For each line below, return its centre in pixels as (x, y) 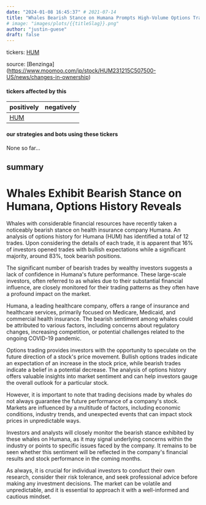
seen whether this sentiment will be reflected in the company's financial (97, 452)
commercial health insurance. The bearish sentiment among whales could (100, 319)
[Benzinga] (40, 64)
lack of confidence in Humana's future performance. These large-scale (97, 274)
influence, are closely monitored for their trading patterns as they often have (103, 287)
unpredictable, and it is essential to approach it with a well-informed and (98, 490)
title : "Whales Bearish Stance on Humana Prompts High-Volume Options (98, 18)
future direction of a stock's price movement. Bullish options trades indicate (102, 357)
